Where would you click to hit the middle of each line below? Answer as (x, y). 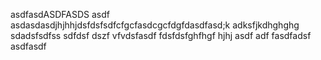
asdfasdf (28, 46)
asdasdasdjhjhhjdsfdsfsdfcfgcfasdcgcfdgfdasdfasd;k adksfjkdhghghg (155, 25)
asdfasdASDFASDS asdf (60, 14)
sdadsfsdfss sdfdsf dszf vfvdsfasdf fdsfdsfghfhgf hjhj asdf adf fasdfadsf (161, 35)
